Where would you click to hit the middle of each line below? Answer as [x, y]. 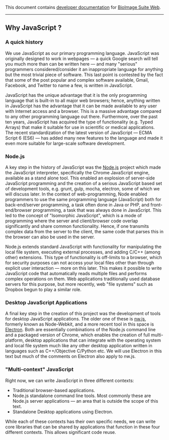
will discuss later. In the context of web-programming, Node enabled [76, 194]
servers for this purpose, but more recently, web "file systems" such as [79, 284]
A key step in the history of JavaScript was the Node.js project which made [83, 167]
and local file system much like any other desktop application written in [79, 346]
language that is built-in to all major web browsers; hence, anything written [83, 100]
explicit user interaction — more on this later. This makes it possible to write [83, 268]
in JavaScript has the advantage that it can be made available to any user [81, 106]
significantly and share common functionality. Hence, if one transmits [77, 226]
